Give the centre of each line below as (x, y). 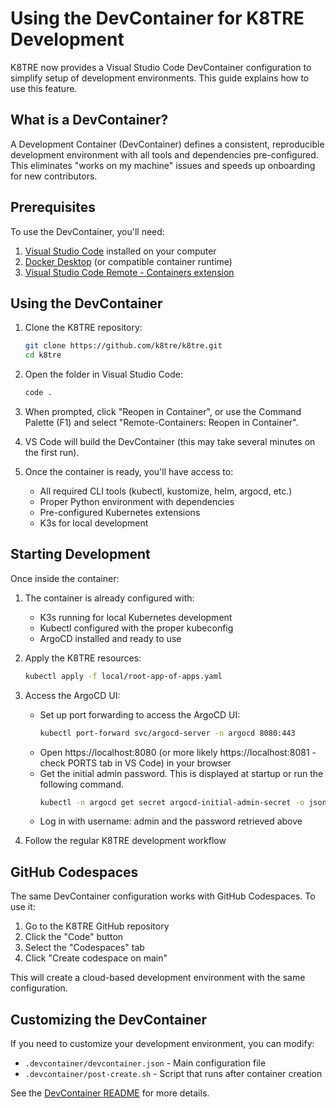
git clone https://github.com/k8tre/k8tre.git (123, 346)
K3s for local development (94, 523)
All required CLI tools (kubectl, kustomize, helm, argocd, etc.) (166, 491)
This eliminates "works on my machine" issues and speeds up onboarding (163, 165)
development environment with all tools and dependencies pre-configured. (164, 154)
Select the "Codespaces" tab (84, 948)
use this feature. (44, 88)
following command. (81, 784)
